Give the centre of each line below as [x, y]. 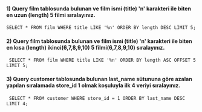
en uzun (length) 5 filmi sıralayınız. [51, 15]
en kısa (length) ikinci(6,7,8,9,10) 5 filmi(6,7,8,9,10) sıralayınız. [86, 47]
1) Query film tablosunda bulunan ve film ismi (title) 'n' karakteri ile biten [99, 8]
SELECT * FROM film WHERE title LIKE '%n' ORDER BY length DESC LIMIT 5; [101, 28]
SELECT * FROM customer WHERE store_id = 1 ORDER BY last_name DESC [97, 98]
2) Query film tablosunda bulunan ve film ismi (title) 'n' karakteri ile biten [99, 41]
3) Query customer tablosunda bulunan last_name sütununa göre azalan [99, 79]
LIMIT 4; [17, 104]
